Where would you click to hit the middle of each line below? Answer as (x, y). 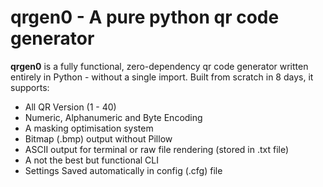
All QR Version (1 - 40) (70, 107)
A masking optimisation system (89, 128)
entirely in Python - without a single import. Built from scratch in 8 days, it (162, 77)
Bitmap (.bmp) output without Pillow (98, 138)
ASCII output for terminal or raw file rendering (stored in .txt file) (157, 149)
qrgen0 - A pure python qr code (145, 17)
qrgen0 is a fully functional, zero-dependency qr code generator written (159, 66)
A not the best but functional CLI (92, 160)
